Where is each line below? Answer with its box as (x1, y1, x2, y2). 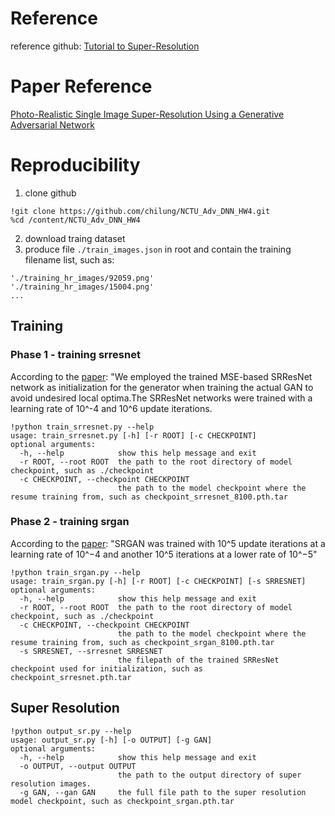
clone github (24, 187, 77, 199)
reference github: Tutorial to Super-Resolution (10, 40, 200, 52)
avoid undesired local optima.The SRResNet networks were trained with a (10, 392, 313, 404)
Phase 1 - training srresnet (10, 348, 141, 362)
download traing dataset (24, 232, 126, 244)
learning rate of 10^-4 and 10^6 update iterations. (10, 402, 213, 414)
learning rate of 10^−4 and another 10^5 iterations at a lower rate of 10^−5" (10, 548, 318, 560)
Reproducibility (10, 154, 141, 177)
